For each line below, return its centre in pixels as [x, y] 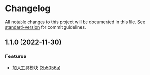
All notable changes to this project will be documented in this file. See [75, 22]
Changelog [28, 9]
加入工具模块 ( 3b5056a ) [36, 67]
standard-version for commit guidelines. [45, 27]
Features [16, 56]
